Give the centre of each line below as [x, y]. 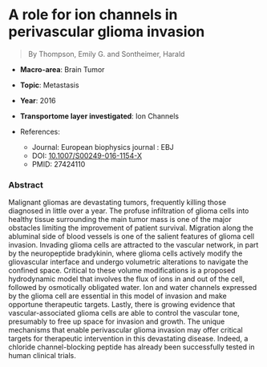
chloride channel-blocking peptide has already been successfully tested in [131, 347]
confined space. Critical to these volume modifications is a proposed [122, 271]
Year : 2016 [38, 100]
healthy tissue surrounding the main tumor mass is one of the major [120, 220]
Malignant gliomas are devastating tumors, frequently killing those [117, 203]
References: [40, 131]
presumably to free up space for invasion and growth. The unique [117, 321]
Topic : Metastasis [49, 85]
